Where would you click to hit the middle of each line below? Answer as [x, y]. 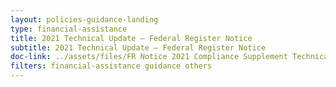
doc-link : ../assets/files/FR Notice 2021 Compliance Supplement [149, 57]
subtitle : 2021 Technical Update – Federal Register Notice [138, 47]
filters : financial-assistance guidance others [111, 66]
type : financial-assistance [69, 29]
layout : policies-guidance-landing [84, 19]
